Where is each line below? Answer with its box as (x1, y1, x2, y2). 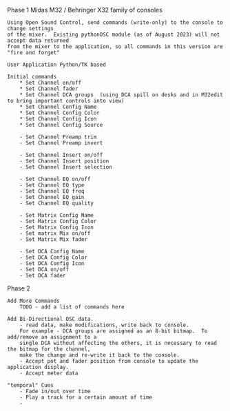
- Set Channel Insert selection (19, 164, 112, 171)
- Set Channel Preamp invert (19, 140, 103, 147)
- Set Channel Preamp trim (19, 134, 97, 140)
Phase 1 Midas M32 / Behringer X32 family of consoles (7, 6, 163, 14)
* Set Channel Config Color (19, 109, 100, 116)
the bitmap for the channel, (7, 346, 91, 352)
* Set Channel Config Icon (19, 116, 97, 123)
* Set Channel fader (19, 85, 79, 92)
